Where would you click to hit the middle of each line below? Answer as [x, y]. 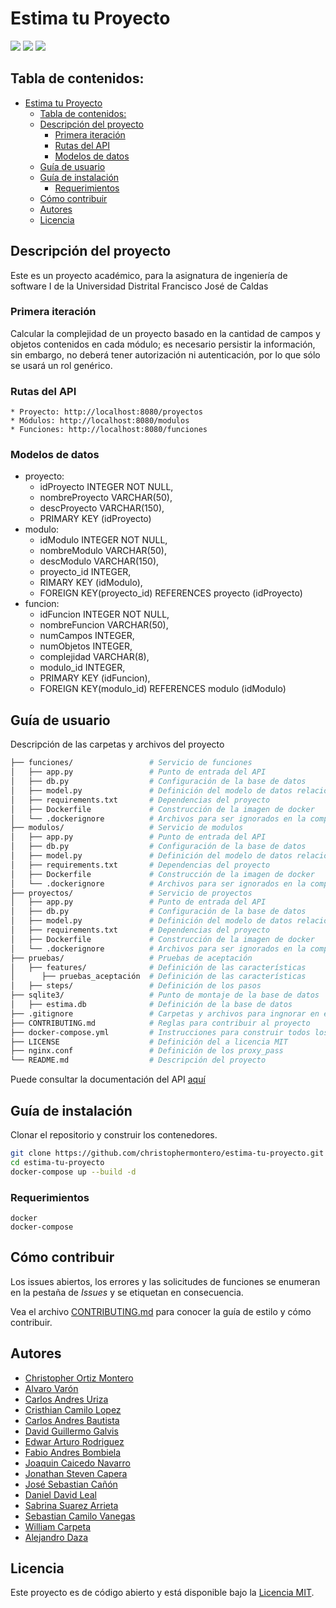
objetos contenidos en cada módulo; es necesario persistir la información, [163, 344]
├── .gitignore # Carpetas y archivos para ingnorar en [165, 1013]
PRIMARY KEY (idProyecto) [95, 519]
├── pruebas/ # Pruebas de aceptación [131, 958]
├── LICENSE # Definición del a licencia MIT [149, 1042]
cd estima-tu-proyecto [57, 1162]
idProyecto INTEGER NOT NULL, [106, 487]
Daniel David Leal [60, 1494]
